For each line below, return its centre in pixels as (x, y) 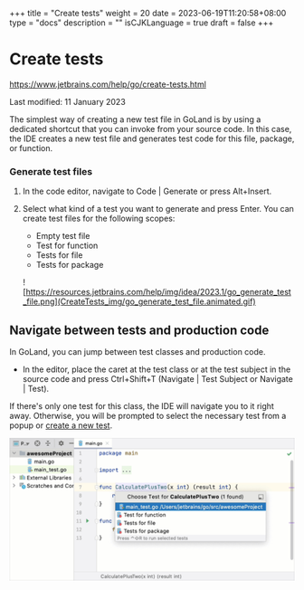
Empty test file (63, 236)
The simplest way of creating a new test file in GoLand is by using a (135, 119)
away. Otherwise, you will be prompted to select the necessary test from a (148, 416)
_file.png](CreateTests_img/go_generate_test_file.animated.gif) (139, 301)
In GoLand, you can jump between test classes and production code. (138, 352)
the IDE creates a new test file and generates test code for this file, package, (152, 138)
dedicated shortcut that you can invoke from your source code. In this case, (151, 128)
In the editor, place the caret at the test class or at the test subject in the (157, 369)
